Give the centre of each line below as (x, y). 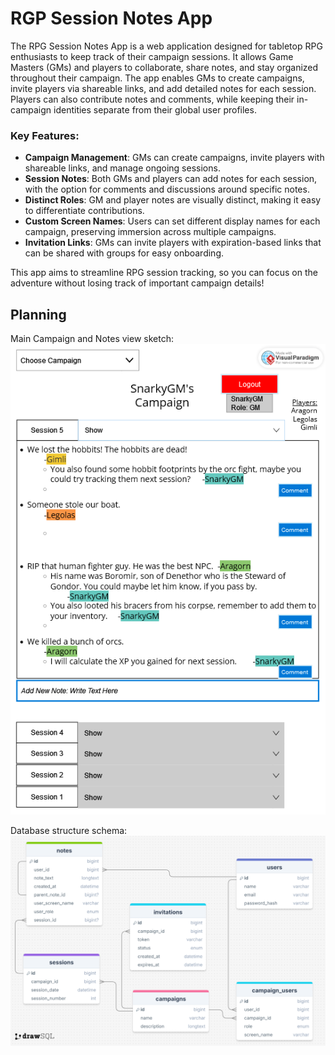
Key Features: (45, 135)
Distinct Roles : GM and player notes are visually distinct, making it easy (173, 200)
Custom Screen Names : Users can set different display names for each (172, 221)
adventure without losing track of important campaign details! (137, 283)
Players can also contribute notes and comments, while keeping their (152, 99)
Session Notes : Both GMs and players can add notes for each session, (171, 179)
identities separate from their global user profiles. (155, 109)
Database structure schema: (69, 830)
